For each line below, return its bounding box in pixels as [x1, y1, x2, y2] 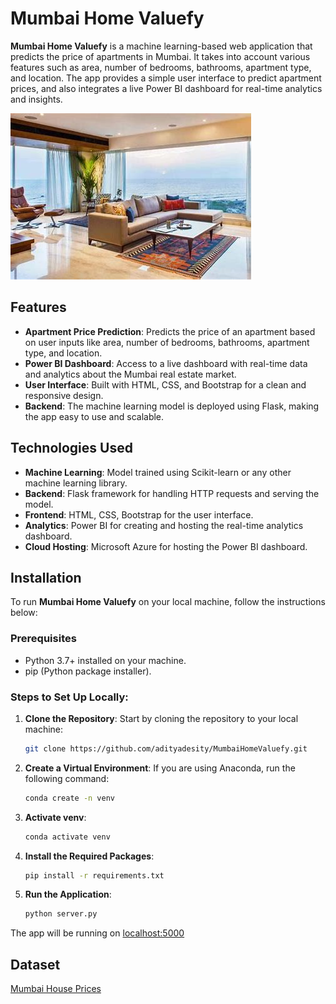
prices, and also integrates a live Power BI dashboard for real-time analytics [10, 82, 323, 94]
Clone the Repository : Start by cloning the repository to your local [24, 712, 299, 724]
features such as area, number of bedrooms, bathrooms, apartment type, [10, 61, 312, 73]
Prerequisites [10, 632, 77, 646]
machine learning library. [24, 477, 128, 489]
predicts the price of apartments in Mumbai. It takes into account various [10, 50, 311, 62]
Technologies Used [10, 440, 133, 457]
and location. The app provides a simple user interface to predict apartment [10, 72, 322, 84]
